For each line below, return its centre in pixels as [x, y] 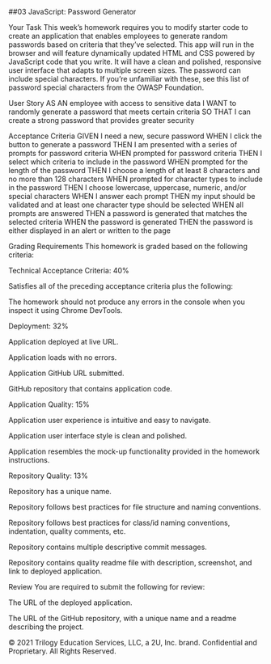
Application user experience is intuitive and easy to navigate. [110, 420]
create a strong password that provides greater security [102, 120]
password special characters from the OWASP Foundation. [106, 87]
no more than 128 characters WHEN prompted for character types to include [135, 179]
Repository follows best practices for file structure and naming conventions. [135, 507]
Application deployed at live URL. [64, 342]
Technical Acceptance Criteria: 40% [69, 271]
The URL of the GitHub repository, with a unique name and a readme [123, 618]
